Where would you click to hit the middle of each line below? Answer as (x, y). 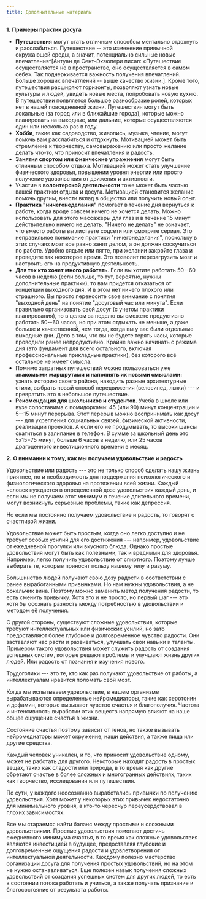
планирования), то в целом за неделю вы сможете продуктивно (100, 316)
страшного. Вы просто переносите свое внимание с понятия (95, 296)
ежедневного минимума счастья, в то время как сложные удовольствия (102, 837)
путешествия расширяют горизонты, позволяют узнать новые (97, 87)
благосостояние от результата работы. (58, 889)
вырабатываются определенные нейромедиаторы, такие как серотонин (101, 698)
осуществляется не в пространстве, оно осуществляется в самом (102, 68)
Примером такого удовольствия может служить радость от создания (98, 648)
